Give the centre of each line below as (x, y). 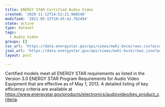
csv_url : (14, 46)
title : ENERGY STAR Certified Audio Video (49, 10)
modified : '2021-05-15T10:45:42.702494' (47, 19)
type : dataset (20, 28)
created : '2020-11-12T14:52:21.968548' (46, 14)
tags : (11, 32)
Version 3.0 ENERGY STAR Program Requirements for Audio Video (72, 79)
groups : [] (16, 42)
